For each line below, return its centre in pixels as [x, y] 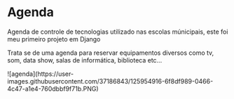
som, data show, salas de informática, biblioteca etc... [85, 60]
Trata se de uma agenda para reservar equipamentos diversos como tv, [111, 53]
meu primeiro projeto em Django [54, 39]
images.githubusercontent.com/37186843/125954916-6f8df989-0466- [110, 81]
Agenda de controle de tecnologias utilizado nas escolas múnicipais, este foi [118, 32]
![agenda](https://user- [41, 74]
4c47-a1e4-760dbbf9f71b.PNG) [53, 88]
